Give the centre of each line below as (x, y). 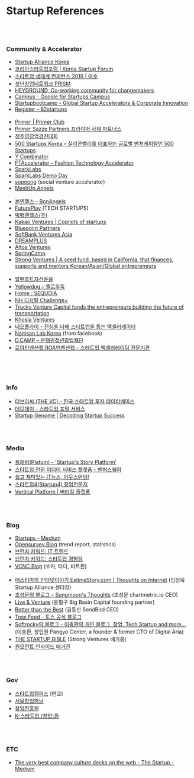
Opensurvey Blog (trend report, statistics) (65, 545)
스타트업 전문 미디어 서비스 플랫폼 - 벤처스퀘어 (68, 469)
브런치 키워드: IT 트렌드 (42, 552)
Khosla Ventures (35, 320)
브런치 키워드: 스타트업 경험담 (49, 559)
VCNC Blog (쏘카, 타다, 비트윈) (51, 566)
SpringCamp (30, 254)
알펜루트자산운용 (34, 279)
